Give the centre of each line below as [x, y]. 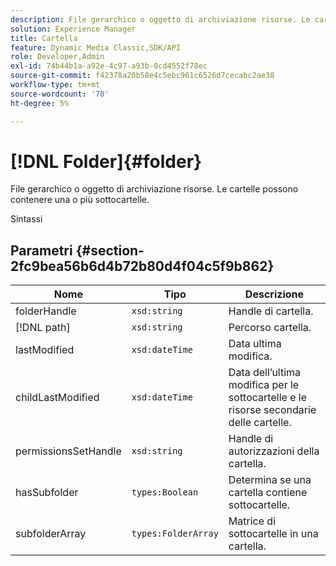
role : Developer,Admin [57, 57]
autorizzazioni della [274, 451]
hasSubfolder [47, 493]
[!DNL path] [43, 328]
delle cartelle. [260, 423]
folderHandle [46, 311]
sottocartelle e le [267, 398]
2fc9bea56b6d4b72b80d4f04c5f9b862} [142, 266]
